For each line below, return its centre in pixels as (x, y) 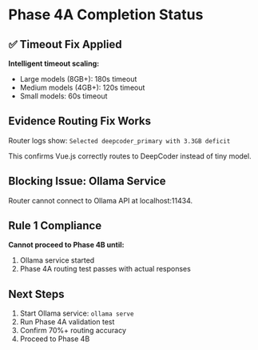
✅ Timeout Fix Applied (65, 44)
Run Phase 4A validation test (67, 322)
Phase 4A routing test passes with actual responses (105, 269)
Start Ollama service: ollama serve (77, 313)
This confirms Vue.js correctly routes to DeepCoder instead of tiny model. (130, 156)
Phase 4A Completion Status (106, 15)
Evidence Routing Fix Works (80, 121)
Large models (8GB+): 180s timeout (78, 79)
